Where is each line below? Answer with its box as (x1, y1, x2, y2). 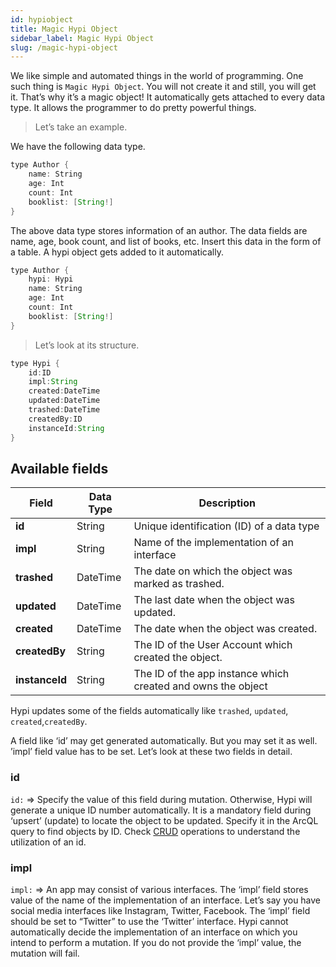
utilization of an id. (10, 836, 87, 848)
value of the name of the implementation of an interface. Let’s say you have (10, 894, 322, 906)
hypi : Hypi (28, 274, 74, 285)
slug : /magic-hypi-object (10, 42, 118, 53)
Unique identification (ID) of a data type (133, 519, 320, 533)
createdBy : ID (28, 414, 83, 424)
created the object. (133, 651, 223, 665)
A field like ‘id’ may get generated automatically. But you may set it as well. (10, 735, 318, 747)
